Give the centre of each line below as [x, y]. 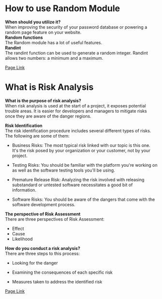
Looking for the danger [35, 263]
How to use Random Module [62, 9]
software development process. [44, 204]
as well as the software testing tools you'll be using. [63, 170]
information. [24, 190]
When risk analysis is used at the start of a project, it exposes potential [75, 106]
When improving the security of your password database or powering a [76, 27]
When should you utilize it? [33, 22]
